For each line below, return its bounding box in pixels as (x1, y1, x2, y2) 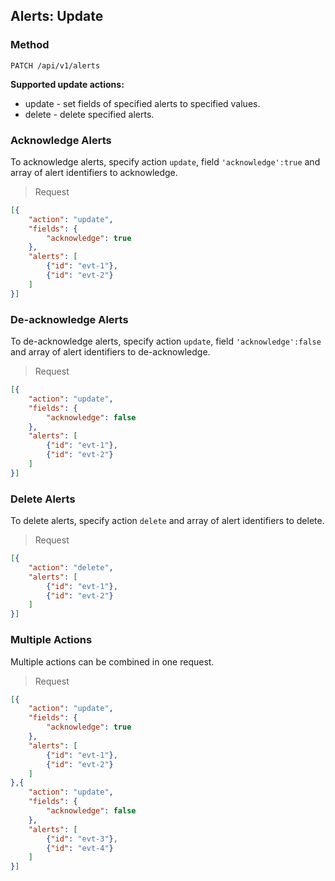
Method (10, 38, 50, 52)
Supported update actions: (10, 78, 125, 90)
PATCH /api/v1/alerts (10, 60, 101, 71)
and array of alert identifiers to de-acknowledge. (10, 346, 211, 358)
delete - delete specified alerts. (24, 108, 155, 120)
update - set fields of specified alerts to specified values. (24, 97, 261, 109)
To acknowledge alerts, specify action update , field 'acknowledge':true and (10, 155, 321, 168)
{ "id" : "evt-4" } (46, 843, 114, 853)
